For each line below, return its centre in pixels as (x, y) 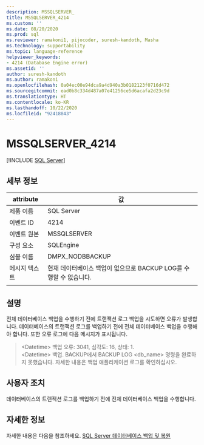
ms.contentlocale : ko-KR (38, 102)
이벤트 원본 (24, 234)
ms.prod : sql (23, 35)
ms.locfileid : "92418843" (39, 114)
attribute (25, 199)
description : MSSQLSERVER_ (40, 12)
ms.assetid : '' (25, 68)
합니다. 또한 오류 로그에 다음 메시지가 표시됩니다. (70, 334)
